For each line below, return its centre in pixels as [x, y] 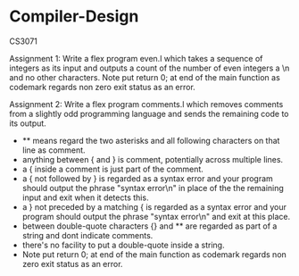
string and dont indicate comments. [87, 235]
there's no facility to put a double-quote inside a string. [123, 245]
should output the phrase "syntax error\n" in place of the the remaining [153, 188]
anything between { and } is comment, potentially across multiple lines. [153, 159]
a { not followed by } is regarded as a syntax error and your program [148, 178]
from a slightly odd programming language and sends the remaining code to [149, 113]
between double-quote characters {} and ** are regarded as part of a [149, 226]
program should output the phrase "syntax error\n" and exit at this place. [156, 216]
